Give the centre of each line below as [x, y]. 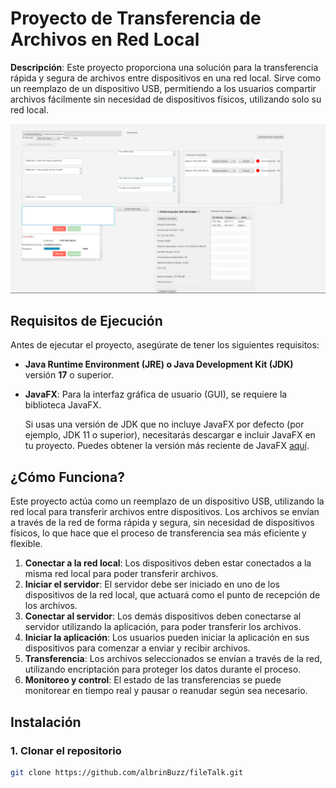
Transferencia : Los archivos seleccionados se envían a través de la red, [173, 659]
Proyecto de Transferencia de [136, 18]
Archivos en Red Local [105, 39]
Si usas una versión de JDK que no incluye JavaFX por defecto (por [164, 424]
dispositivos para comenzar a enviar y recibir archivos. [137, 648]
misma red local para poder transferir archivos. [121, 574]
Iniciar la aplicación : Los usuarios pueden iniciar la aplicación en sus [167, 638]
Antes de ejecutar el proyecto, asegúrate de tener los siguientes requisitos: [165, 345]
